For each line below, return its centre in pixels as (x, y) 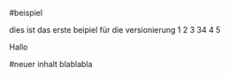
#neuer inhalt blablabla (51, 64)
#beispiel (26, 13)
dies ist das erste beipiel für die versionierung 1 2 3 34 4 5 (115, 30)
